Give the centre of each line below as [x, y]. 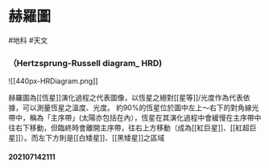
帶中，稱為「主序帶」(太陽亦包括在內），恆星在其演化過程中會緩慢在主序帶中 [135, 118]
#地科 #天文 [28, 40]
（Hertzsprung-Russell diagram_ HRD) [85, 63]
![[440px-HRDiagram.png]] [53, 81]
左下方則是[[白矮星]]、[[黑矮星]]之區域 [101, 138]
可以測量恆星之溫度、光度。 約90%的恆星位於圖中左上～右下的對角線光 [141, 108]
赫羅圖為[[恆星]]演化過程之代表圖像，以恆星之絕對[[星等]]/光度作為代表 [126, 98]
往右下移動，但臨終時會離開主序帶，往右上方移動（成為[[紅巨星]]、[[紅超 [129, 128]
